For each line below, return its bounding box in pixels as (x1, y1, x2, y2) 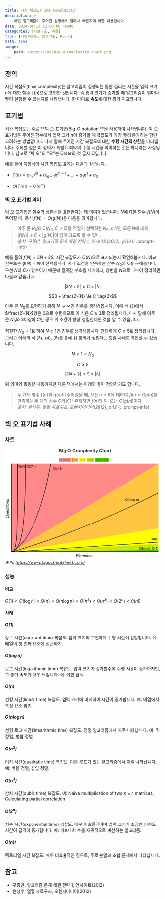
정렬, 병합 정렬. (5, 733, 34, 740)
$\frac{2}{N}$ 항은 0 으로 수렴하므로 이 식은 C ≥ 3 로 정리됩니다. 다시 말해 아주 (5, 310, 156, 316)
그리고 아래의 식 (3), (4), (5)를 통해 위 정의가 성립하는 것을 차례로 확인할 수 (5, 335, 148, 340)
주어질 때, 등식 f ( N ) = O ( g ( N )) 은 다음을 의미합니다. (5, 215, 102, 221)
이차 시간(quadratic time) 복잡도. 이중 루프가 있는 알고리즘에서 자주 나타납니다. (5, 759, 157, 765)
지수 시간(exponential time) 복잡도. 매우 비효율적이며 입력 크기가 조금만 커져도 (5, 822, 156, 827)
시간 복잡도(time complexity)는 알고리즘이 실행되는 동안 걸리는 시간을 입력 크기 (5, 84, 158, 90)
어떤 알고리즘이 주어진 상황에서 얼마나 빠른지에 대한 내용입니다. (14, 18, 127, 23)
